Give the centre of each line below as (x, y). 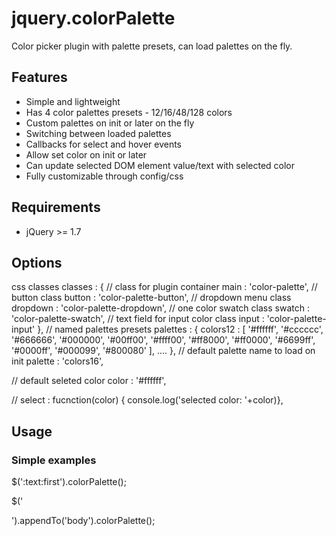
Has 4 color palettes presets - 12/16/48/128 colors (129, 112)
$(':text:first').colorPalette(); (69, 482)
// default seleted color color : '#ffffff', (89, 381)
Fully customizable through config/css (104, 176)
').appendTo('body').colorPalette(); (83, 521)
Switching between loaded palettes (98, 133)
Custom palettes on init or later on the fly (110, 123)
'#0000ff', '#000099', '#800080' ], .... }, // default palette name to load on (163, 351)
